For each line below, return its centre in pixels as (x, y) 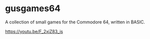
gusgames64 (33, 9)
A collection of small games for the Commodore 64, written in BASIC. (75, 22)
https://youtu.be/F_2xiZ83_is (34, 31)
